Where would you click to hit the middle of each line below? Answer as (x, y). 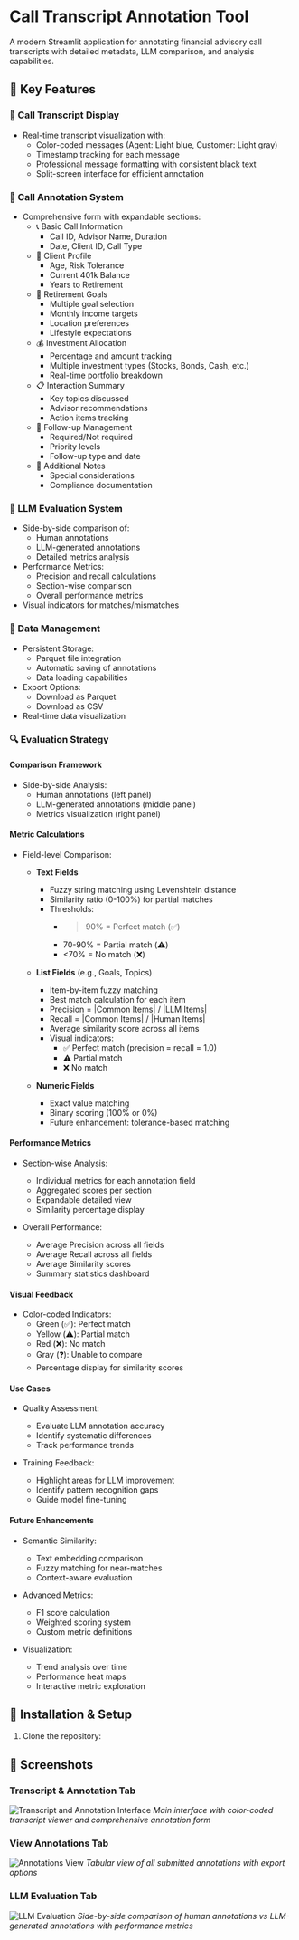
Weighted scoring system (84, 1622)
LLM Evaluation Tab (53, 1897)
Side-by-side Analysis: (65, 784)
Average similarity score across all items (124, 1028)
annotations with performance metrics (121, 1926)
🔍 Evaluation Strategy (59, 740)
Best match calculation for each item (117, 999)
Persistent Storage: (58, 648)
